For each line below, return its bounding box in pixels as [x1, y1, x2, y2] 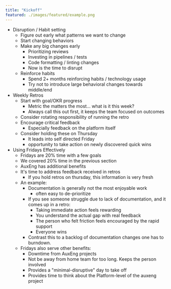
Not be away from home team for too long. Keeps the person [28, 256, 157, 262]
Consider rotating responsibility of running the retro [20, 114, 129, 120]
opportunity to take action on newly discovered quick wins [28, 141, 152, 147]
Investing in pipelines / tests [28, 53, 87, 60]
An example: [20, 179, 47, 186]
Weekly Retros [12, 92, 44, 98]
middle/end [28, 86, 52, 93]
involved [28, 261, 46, 267]
